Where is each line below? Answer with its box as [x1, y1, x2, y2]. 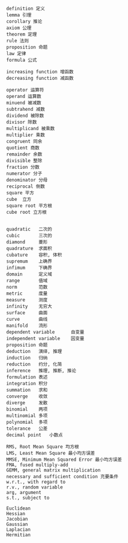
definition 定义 [6, 5, 45, 12]
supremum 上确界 [6, 258, 52, 265]
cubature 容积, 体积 [6, 252, 62, 258]
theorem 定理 [6, 31, 37, 38]
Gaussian [6, 521, 28, 527]
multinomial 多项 [6, 413, 48, 419]
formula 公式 [6, 57, 37, 63]
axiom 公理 [6, 25, 32, 31]
